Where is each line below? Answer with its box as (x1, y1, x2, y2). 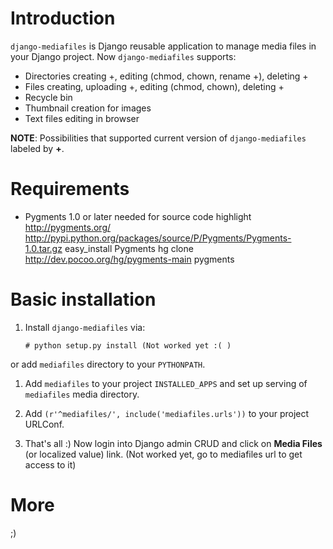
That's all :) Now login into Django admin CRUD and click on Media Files (24, 437, 323, 449)
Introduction (10, 7, 116, 30)
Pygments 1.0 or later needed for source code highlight (24, 210, 252, 222)
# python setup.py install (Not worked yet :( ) (24, 340, 232, 351)
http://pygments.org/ (24, 221, 112, 233)
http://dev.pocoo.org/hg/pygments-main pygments (24, 253, 235, 265)
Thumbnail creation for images (24, 102, 152, 114)
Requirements (10, 178, 130, 201)
